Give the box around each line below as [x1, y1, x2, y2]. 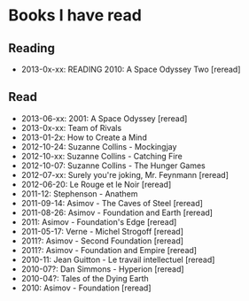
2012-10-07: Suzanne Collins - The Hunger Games [20, 160, 206, 171]
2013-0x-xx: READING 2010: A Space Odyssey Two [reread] [20, 64, 241, 74]
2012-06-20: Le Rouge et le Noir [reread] [20, 179, 172, 189]
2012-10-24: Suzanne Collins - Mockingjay [20, 141, 177, 151]
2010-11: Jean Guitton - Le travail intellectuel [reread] [20, 254, 215, 265]
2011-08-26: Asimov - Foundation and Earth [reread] [20, 207, 214, 218]
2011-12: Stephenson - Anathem [20, 188, 138, 199]
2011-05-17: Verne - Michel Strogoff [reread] [20, 226, 183, 236]
